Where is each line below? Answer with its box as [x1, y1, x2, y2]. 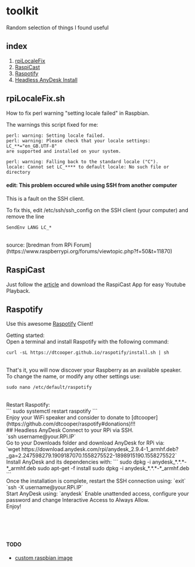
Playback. [6, 287, 31, 294]
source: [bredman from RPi [6, 241, 73, 249]
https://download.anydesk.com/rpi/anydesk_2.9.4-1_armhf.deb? [21, 446, 179, 453]
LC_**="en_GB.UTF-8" [6, 143, 58, 149]
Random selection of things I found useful [6, 24, 109, 31]
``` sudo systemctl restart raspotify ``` [6, 407, 98, 415]
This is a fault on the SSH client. [6, 195, 85, 202]
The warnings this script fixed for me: [6, 121, 98, 128]
